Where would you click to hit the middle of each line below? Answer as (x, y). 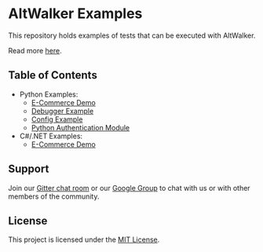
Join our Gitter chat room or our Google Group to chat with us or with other (129, 188)
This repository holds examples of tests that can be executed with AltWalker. (132, 35)
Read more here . (35, 50)
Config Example (57, 119)
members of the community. (54, 196)
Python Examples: (49, 94)
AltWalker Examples (75, 14)
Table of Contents (53, 75)
